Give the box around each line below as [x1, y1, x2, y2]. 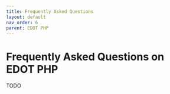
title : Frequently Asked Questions [6, 8, 94, 15]
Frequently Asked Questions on [6, 51, 164, 63]
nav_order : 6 [6, 19, 38, 25]
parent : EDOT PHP [6, 25, 49, 31]
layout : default [6, 14, 46, 20]
